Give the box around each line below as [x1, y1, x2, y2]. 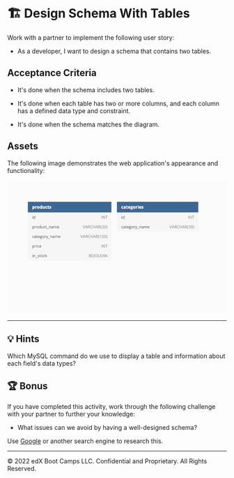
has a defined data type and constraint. [17, 106, 131, 115]
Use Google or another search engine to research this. [7, 437, 164, 445]
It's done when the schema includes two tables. [17, 85, 155, 94]
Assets [7, 140, 38, 152]
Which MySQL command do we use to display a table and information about [7, 352, 226, 360]
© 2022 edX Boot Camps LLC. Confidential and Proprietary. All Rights [7, 456, 208, 465]
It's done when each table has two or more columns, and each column [17, 99, 220, 107]
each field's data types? [7, 359, 77, 367]
